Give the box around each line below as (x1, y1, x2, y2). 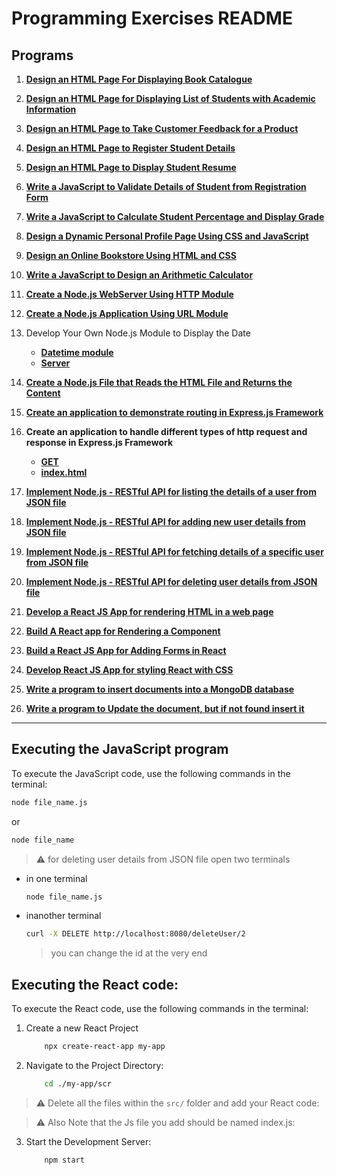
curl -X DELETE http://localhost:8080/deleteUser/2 (25, 929, 246, 939)
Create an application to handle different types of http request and (25, 426, 308, 437)
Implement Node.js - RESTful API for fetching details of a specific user (25, 546, 324, 557)
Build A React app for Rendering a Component (25, 625, 221, 637)
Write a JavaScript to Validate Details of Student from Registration (25, 181, 307, 192)
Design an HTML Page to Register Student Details (25, 142, 236, 154)
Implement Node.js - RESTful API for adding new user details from (25, 516, 306, 527)
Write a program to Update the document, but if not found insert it (25, 703, 305, 714)
